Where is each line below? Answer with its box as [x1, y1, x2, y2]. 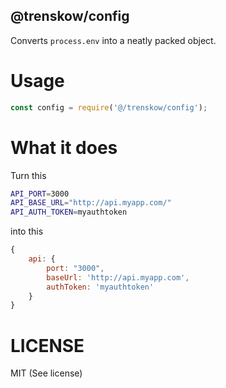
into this [10, 225, 44, 238]
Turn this [10, 169, 47, 181]
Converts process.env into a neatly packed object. [10, 34, 217, 46]
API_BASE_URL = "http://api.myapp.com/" [10, 198, 172, 208]
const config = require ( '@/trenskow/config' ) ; [10, 102, 208, 113]
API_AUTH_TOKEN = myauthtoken [10, 207, 128, 218]
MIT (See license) [10, 367, 83, 379]
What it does [10, 136, 118, 159]
